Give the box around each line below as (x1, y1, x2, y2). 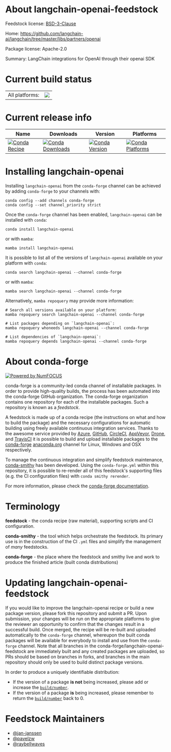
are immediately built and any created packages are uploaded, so (27, 648, 165, 654)
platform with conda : (5, 260, 47, 266)
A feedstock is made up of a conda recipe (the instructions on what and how (5, 414, 166, 420)
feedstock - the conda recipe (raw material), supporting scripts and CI (5, 518, 154, 524)
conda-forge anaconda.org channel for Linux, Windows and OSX (5, 441, 141, 448)
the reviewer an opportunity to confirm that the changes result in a (5, 621, 145, 627)
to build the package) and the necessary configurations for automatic (5, 419, 151, 426)
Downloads (49, 130, 78, 137)
